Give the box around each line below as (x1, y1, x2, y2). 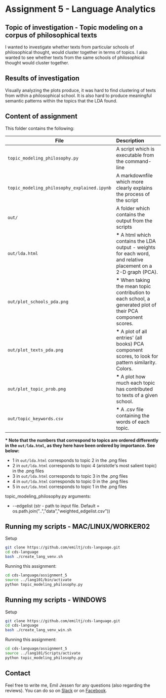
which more (116, 178, 144, 185)
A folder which (116, 204, 150, 211)
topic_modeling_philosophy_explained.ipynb (7, 185, 112, 191)
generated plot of (116, 301, 157, 308)
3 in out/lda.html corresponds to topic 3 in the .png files (12, 473, 128, 479)
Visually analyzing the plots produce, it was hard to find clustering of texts (5, 87, 156, 93)
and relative (116, 256, 144, 263)
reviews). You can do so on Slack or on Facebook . (5, 687, 107, 694)
